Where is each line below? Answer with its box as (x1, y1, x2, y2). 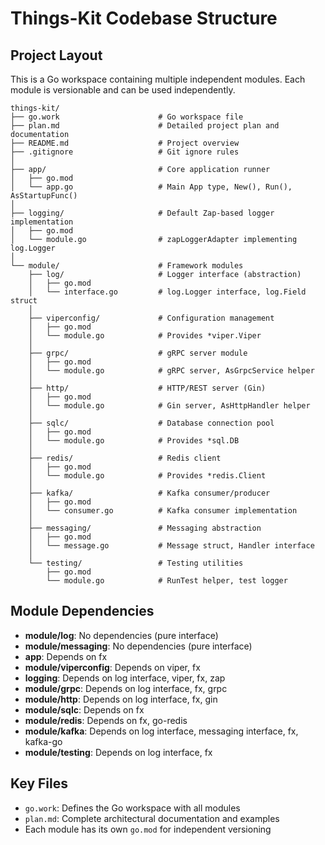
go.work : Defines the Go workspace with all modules (24, 802, 241, 814)
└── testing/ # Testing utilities (28, 558, 244, 568)
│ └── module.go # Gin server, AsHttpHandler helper (28, 401, 311, 411)
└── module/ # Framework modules (10, 261, 244, 271)
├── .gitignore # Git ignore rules (10, 147, 240, 157)
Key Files (10, 775, 68, 792)
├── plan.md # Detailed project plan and (10, 121, 280, 131)
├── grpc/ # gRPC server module (28, 348, 248, 358)
